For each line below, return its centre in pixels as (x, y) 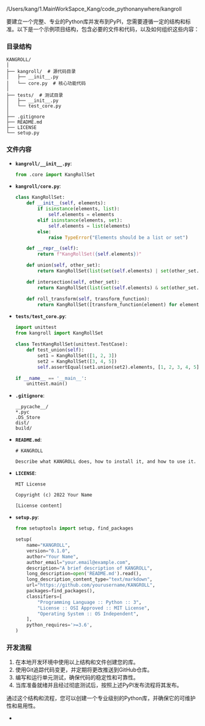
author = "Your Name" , (53, 557)
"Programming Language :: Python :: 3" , (90, 602)
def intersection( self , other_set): (73, 282)
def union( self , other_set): (64, 265)
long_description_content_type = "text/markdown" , (90, 579)
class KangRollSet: (40, 198)
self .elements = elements (81, 215)
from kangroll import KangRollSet (59, 333)
